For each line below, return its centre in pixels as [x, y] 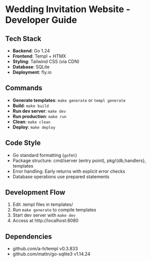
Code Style [23, 143]
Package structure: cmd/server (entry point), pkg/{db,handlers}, [79, 161]
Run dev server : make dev [39, 111]
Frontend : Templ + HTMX [39, 56]
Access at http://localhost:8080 [45, 221]
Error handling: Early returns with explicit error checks [69, 171]
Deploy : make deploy [34, 127]
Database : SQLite [31, 67]
